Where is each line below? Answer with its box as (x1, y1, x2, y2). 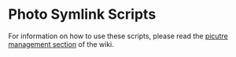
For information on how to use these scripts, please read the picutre (8, 31, 228, 41)
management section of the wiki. (8, 39, 114, 48)
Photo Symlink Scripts (8, 5, 157, 23)
